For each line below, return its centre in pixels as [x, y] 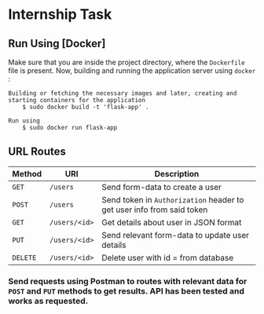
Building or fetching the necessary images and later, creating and [123, 93]
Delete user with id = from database [168, 257]
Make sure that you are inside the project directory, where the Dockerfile [126, 62]
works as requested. [48, 301]
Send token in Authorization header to [173, 199]
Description [177, 173]
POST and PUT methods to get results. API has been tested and [126, 290]
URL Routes [37, 152]
